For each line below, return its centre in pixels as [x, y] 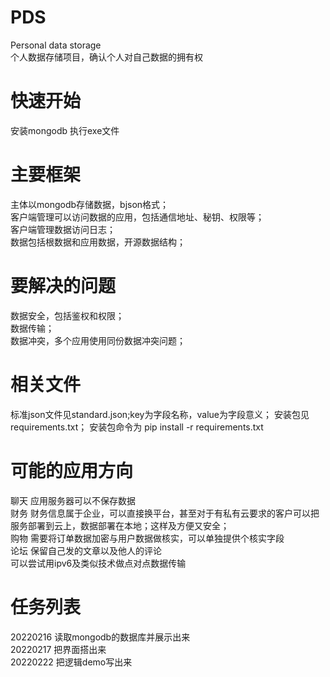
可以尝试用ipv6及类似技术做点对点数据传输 [98, 563]
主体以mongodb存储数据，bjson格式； [90, 204]
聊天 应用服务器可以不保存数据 [73, 500]
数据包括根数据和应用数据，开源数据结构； [98, 242]
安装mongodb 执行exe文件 [65, 130]
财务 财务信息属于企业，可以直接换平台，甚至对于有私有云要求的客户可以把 [165, 513]
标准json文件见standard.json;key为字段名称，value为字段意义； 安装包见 [160, 414]
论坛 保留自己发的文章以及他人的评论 [86, 550]
